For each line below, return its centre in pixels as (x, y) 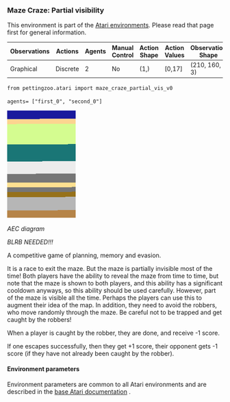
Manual (123, 47)
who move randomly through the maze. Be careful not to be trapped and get (115, 312)
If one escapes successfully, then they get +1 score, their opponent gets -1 (112, 346)
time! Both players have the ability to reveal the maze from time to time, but (113, 276)
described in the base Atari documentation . (69, 391)
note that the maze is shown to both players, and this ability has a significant (115, 283)
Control (123, 55)
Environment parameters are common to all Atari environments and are (107, 384)
